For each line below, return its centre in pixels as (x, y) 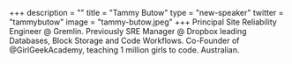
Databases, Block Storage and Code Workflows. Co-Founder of (124, 40)
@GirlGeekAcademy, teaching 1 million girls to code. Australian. (124, 50)
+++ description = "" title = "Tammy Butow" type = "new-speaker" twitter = (146, 13)
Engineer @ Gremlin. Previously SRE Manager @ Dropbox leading (128, 31)
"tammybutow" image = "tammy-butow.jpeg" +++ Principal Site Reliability (143, 22)
